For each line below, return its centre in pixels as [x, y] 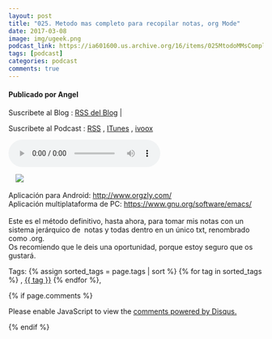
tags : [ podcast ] [36, 54]
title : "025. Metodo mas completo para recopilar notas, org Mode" [125, 24]
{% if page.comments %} [51, 295]
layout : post [30, 16]
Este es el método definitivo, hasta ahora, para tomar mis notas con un [126, 221]
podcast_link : [32, 46]
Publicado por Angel [44, 95]
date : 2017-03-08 [38, 31]
